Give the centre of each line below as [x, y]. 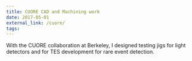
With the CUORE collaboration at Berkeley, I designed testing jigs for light [96, 45]
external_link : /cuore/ [36, 23]
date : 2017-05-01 [28, 17]
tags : [13, 28]
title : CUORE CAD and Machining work [53, 12]
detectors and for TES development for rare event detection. [80, 52]
